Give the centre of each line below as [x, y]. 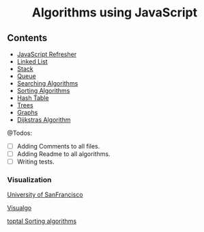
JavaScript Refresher [47, 54]
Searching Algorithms [47, 83]
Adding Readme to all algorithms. [63, 154]
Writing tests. [35, 162]
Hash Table [33, 98]
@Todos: [20, 133]
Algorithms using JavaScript [115, 13]
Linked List [32, 62]
